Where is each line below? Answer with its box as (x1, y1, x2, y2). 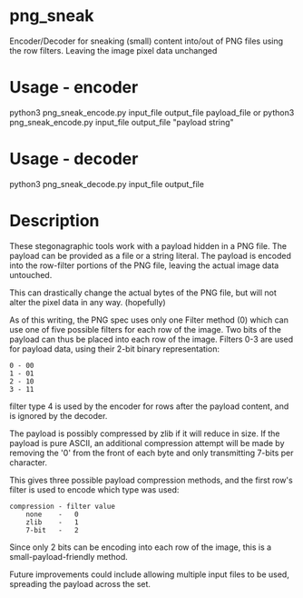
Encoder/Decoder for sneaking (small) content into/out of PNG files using (9, 35, 284, 46)
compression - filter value (9, 502, 116, 511)
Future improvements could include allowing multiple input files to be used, (9, 569, 290, 580)
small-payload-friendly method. (9, 551, 129, 562)
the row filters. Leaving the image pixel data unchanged (9, 45, 218, 55)
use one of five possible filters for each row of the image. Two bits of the (9, 324, 281, 334)
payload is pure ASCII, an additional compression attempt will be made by (9, 437, 285, 448)
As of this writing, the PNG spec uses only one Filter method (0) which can (9, 314, 288, 325)
